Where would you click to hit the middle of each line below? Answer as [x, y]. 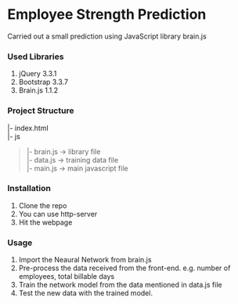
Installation [29, 189]
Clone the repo [43, 205]
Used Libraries [36, 57]
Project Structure [41, 111]
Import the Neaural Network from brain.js [85, 260]
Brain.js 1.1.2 [38, 90]
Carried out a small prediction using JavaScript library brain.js [107, 36]
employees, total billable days [67, 277]
